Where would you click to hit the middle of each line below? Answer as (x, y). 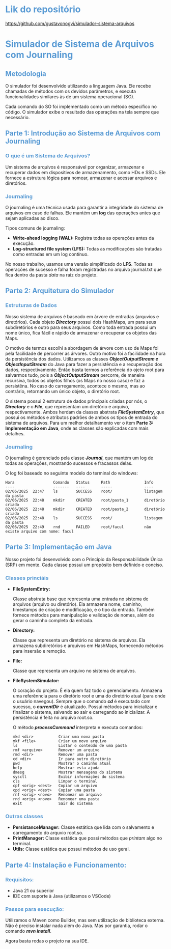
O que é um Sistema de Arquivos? (48, 156)
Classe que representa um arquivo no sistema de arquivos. (74, 671)
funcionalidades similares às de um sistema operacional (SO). (70, 96)
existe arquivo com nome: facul (39, 531)
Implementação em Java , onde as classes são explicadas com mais (77, 428)
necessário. (18, 117)
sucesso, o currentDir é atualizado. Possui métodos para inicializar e (85, 707)
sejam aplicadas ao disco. (32, 218)
